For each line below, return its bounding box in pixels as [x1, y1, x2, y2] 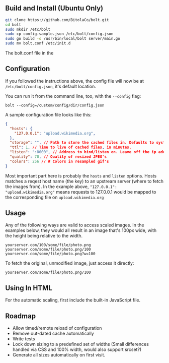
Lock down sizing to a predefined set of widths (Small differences [12, 341, 149, 347]
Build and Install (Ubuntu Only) [5, 4, 104, 13]
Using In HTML [5, 283, 53, 292]
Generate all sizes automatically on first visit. [12, 352, 106, 358]
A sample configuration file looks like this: [5, 111, 92, 117]
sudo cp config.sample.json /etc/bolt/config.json [5, 31, 114, 37]
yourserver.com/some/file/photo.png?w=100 [5, 252, 96, 257]
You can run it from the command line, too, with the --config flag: [5, 93, 141, 99]
